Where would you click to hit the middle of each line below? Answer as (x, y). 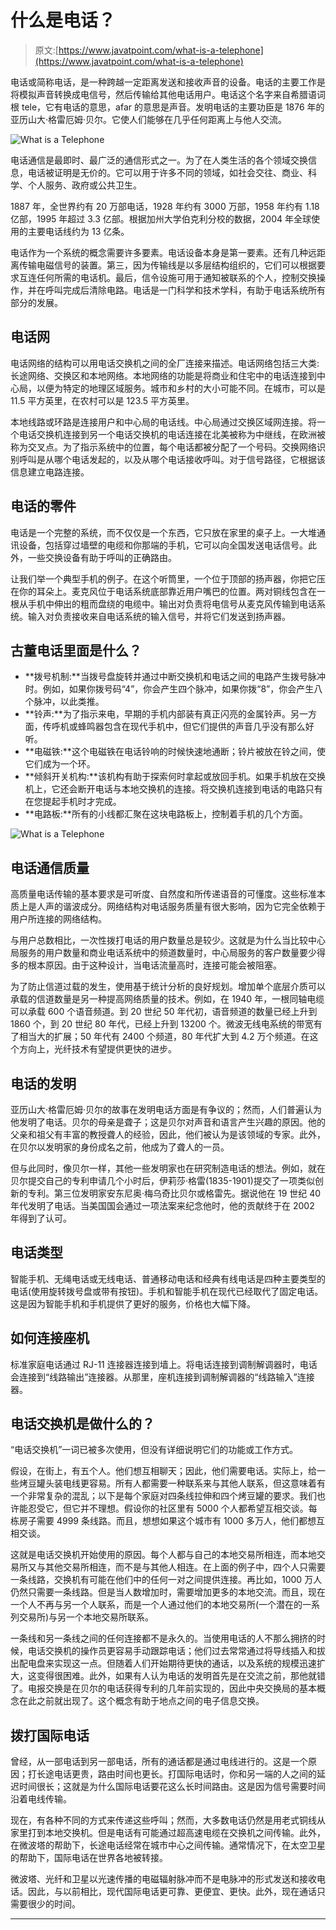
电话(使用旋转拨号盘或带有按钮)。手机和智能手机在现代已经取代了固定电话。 (167, 1291)
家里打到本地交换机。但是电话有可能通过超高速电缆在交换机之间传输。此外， (168, 1833)
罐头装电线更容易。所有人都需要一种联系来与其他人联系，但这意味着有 (181, 1483)
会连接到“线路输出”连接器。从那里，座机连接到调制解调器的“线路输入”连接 (162, 1377)
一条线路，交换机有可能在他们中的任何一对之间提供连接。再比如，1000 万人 (166, 1580)
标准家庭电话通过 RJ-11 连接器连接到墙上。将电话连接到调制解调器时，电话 (164, 1364)
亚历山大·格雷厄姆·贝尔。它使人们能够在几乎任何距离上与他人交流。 (149, 119)
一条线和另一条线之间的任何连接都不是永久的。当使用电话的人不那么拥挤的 (163, 1638)
